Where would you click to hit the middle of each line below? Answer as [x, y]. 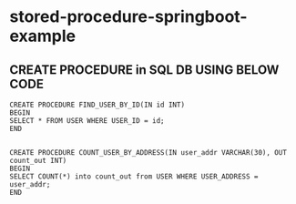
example [43, 36]
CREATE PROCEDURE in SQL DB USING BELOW [144, 70]
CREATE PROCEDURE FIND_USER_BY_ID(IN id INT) [97, 105]
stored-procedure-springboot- [128, 17]
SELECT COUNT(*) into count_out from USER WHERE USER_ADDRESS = [134, 177]
